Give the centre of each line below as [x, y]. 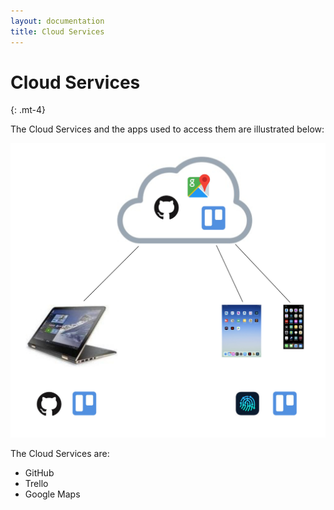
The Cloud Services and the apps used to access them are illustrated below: [167, 129]
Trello [36, 484]
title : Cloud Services [57, 31]
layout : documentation [57, 21]
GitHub [39, 473]
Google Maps [52, 494]
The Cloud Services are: [60, 454]
